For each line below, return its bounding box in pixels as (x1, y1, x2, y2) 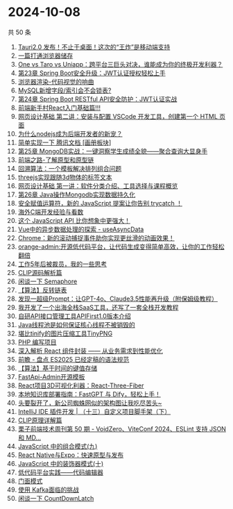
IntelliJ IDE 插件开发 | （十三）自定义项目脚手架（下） (17, 407, 171, 415)
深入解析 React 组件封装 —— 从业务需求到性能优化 (17, 347, 164, 355)
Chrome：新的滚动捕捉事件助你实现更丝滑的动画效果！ (17, 233, 175, 242)
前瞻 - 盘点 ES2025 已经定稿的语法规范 (17, 355, 130, 363)
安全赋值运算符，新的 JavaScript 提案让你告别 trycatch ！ (17, 199, 183, 207)
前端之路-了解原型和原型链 (17, 156, 94, 164)
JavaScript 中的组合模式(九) (17, 442, 98, 450)
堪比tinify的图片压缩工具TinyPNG (17, 329, 113, 337)
